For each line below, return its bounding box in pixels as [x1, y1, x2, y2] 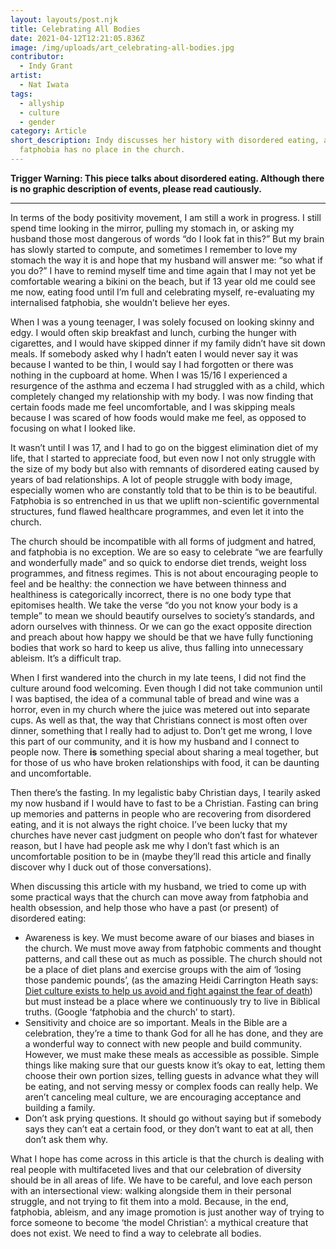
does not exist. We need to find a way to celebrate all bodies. [10, 1227, 262, 1239]
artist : [10, 71, 43, 81]
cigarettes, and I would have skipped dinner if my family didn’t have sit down [10, 337, 326, 349]
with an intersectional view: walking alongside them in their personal [10, 1184, 292, 1196]
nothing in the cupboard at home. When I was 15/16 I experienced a [10, 369, 288, 381]
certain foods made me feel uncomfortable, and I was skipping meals [10, 401, 296, 413]
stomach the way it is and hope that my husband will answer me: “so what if [10, 254, 323, 266]
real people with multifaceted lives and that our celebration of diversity [10, 1163, 302, 1175]
